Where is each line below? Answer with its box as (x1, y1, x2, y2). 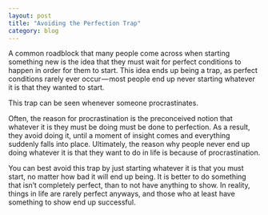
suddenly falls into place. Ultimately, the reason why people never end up (8, 140, 250, 149)
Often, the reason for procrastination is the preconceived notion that (8, 114, 234, 124)
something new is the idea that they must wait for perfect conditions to (8, 57, 242, 67)
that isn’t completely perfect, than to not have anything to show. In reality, (8, 181, 250, 190)
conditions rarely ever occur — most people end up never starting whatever (8, 74, 256, 84)
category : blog (8, 26, 59, 34)
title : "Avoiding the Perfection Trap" (8, 19, 142, 27)
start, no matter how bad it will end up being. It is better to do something (8, 172, 246, 181)
